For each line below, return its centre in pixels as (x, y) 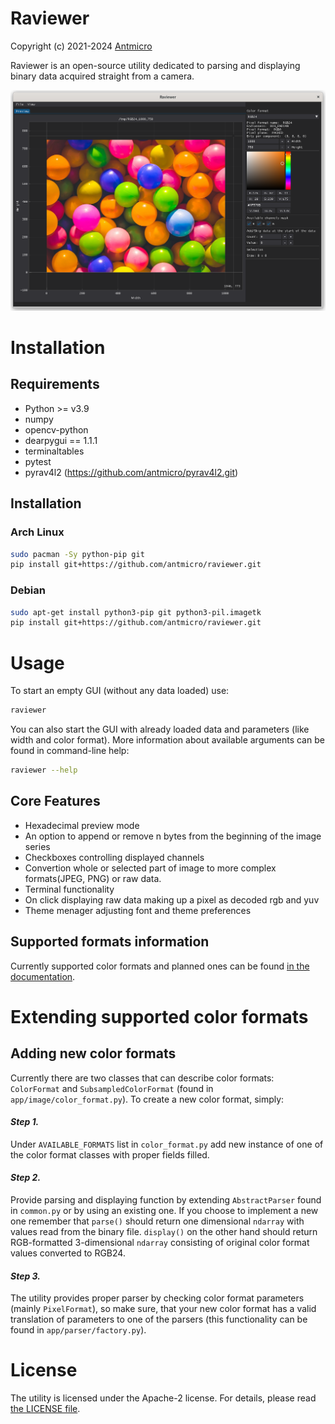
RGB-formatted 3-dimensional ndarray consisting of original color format (160, 1243)
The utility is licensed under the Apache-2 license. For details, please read (163, 1398)
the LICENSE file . (45, 1409)
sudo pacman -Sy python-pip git (77, 554)
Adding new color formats (93, 1053)
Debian (28, 590)
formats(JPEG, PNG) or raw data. (93, 878)
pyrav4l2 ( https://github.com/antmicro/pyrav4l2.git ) (131, 472)
